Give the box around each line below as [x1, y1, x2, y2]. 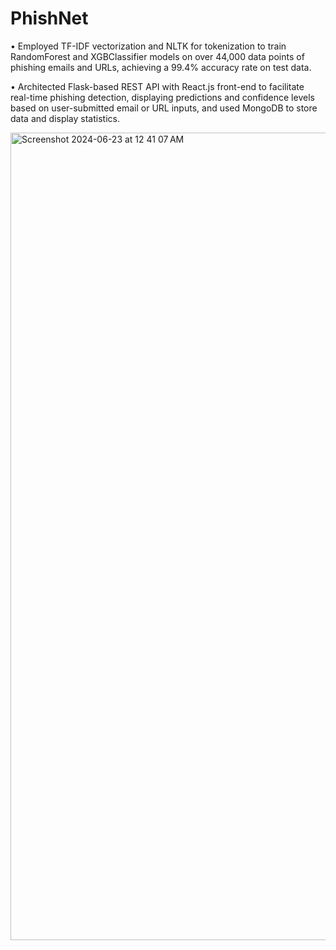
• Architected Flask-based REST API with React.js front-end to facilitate [10, 80, 305, 92]
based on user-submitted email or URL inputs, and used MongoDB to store [10, 102, 318, 114]
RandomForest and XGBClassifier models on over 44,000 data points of [10, 50, 305, 62]
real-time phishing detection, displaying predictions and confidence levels [10, 91, 315, 103]
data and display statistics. [10, 112, 120, 124]
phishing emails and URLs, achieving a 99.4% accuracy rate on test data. [10, 61, 312, 73]
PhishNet [10, 7, 89, 30]
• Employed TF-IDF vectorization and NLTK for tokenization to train [10, 40, 287, 52]
